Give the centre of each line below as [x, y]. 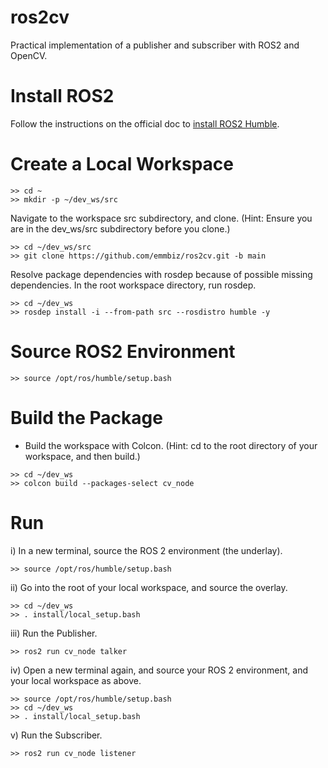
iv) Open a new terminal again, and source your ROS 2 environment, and [159, 670]
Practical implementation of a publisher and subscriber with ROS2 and [155, 45]
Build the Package [86, 417]
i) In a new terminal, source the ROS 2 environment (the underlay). [146, 550]
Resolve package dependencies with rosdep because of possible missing [161, 274]
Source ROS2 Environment [123, 352]
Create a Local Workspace [122, 164]
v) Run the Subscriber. [56, 735]
